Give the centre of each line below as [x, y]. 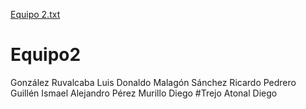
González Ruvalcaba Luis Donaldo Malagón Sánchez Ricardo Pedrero [153, 82]
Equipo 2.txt [35, 14]
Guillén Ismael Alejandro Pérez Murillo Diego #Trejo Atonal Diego [144, 93]
